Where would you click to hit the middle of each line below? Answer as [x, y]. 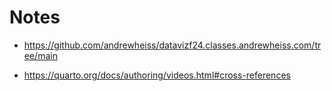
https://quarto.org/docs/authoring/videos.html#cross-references [157, 75]
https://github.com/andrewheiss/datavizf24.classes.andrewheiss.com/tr [172, 45]
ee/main [40, 55]
